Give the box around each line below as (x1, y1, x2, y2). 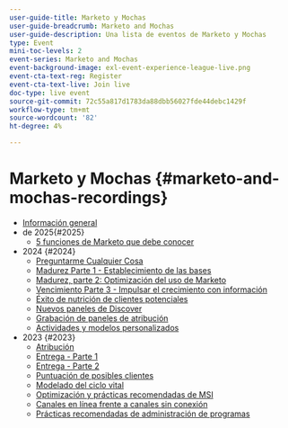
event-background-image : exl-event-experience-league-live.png (9, 64, 251, 73)
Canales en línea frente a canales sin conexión (35, 398, 208, 409)
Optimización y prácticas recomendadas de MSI (35, 388, 214, 400)
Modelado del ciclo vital (35, 379, 124, 390)
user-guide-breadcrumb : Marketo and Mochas (9, 22, 175, 31)
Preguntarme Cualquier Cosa (35, 255, 144, 266)
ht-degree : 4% (9, 122, 63, 131)
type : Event (9, 38, 54, 48)
